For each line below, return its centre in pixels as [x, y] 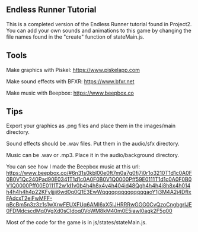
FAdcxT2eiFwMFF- [29, 198]
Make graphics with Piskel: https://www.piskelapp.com [73, 70]
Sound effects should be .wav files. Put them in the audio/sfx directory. [93, 144]
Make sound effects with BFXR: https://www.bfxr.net [70, 81]
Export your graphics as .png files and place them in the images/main [91, 126]
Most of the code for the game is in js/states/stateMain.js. [76, 222]
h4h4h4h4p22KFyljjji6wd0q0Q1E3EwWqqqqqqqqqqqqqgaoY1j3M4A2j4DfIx [99, 192]
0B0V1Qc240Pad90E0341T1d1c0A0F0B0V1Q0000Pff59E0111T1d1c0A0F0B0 [99, 179]
